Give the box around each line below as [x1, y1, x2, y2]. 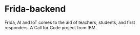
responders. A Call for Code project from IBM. [4, 24, 97, 30]
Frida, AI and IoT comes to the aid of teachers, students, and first [4, 19, 135, 25]
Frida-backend [4, 3, 66, 15]
